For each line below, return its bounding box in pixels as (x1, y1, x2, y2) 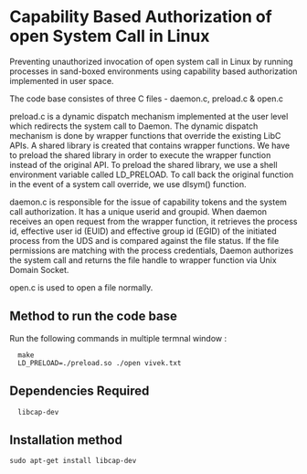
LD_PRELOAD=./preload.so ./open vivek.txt (17, 358, 182, 367)
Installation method (9, 432, 123, 448)
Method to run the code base (9, 309, 178, 324)
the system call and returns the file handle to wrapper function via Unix (9, 254, 277, 266)
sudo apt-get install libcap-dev (9, 457, 137, 466)
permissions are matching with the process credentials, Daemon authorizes (9, 245, 294, 256)
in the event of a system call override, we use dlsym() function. (9, 178, 247, 189)
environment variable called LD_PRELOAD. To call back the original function (9, 169, 294, 180)
